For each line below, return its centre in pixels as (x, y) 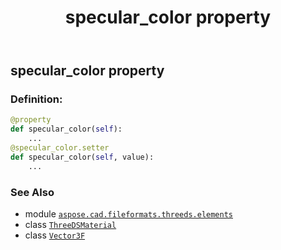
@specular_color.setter (60, 148)
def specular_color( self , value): (82, 157)
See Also (32, 192)
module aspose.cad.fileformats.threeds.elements (128, 214)
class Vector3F (55, 235)
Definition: (36, 99)
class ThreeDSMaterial (70, 225)
